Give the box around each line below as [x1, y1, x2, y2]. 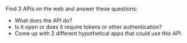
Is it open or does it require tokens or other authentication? [14, 24, 163, 30]
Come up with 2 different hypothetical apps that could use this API [14, 30, 182, 37]
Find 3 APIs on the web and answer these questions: [5, 5, 138, 12]
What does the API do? [14, 17, 72, 24]
